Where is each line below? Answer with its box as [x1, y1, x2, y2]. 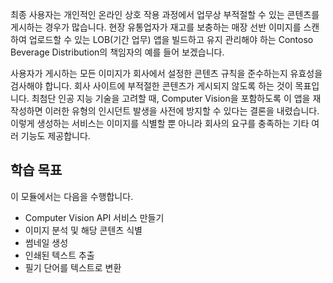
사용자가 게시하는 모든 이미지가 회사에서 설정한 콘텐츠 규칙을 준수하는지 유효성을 [10, 68, 323, 79]
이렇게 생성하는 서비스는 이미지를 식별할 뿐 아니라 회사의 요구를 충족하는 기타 [10, 118, 310, 129]
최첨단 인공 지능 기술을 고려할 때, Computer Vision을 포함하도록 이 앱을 [31, 93, 311, 104]
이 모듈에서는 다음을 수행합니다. [10, 190, 134, 202]
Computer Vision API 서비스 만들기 [24, 211, 165, 223]
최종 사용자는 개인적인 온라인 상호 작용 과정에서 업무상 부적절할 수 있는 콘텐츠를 [10, 9, 320, 20]
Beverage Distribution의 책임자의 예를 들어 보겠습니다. [10, 46, 225, 58]
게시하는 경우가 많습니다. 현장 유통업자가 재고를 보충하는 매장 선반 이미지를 [10, 21, 302, 33]
